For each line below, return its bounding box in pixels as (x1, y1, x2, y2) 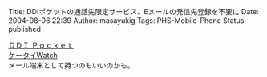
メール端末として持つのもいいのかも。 (8, 60, 135, 70)
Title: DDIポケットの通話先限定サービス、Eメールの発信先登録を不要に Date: (8, 7, 259, 16)
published (8, 25, 42, 33)
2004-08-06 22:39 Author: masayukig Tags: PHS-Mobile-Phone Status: (8, 16, 247, 25)
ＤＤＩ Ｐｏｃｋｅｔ (8, 40, 74, 50)
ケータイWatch (8, 51, 58, 60)
